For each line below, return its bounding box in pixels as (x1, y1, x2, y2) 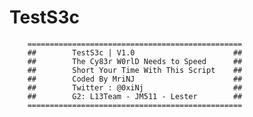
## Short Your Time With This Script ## (27, 65, 243, 75)
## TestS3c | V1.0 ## (27, 47, 243, 58)
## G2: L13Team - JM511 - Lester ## (27, 91, 243, 101)
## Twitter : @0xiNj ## (27, 82, 243, 93)
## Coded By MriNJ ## (27, 74, 243, 84)
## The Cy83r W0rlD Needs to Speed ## (27, 56, 243, 66)
